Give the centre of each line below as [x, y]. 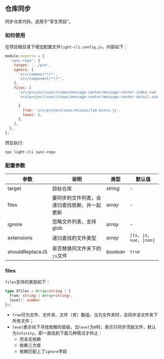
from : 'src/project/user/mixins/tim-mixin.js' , [72, 110]
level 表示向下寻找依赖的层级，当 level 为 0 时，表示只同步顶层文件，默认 [84, 327]
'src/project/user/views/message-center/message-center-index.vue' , [89, 92]
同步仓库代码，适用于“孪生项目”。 [39, 21]
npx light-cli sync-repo [30, 152]
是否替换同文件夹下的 [77, 249]
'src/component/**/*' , [41, 79]
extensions [20, 238]
